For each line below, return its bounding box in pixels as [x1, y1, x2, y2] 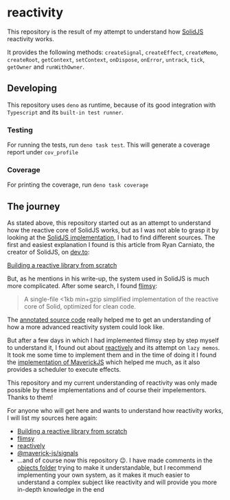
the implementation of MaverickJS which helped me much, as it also [7, 358, 200, 366]
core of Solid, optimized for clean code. [23, 302, 136, 311]
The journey [7, 200, 60, 212]
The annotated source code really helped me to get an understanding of [7, 316, 211, 324]
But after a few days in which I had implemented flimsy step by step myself [7, 336, 220, 344]
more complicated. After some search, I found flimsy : [7, 282, 158, 290]
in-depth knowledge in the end [16, 486, 104, 494]
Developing [7, 82, 57, 94]
